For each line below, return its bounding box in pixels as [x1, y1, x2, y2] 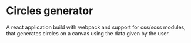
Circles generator [6, 4, 93, 18]
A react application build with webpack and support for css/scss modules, [6, 24, 186, 31]
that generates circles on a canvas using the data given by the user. [6, 29, 170, 37]
